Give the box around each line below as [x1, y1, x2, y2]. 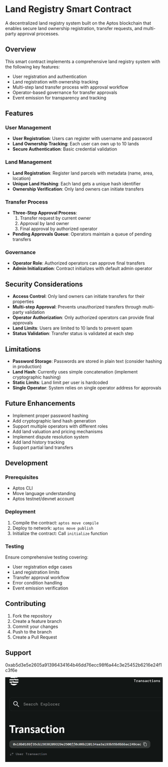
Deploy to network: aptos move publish [12, 525, 93, 531]
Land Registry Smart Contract [5, 3, 131, 15]
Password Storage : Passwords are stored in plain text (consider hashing [12, 358, 162, 364]
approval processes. [17, 30, 59, 36]
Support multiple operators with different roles [12, 423, 108, 429]
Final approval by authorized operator [19, 226, 97, 232]
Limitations [5, 345, 41, 353]
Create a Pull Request [12, 634, 57, 640]
